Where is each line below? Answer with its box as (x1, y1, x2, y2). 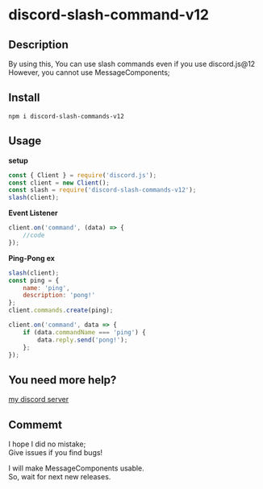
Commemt (8, 417, 63, 432)
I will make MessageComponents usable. (8, 463, 145, 473)
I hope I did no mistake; (8, 439, 86, 449)
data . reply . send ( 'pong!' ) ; (37, 336, 128, 344)
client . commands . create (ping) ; (8, 306, 114, 315)
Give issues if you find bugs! (8, 448, 103, 457)
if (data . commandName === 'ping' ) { (23, 328, 147, 336)
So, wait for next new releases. (8, 472, 111, 481)
